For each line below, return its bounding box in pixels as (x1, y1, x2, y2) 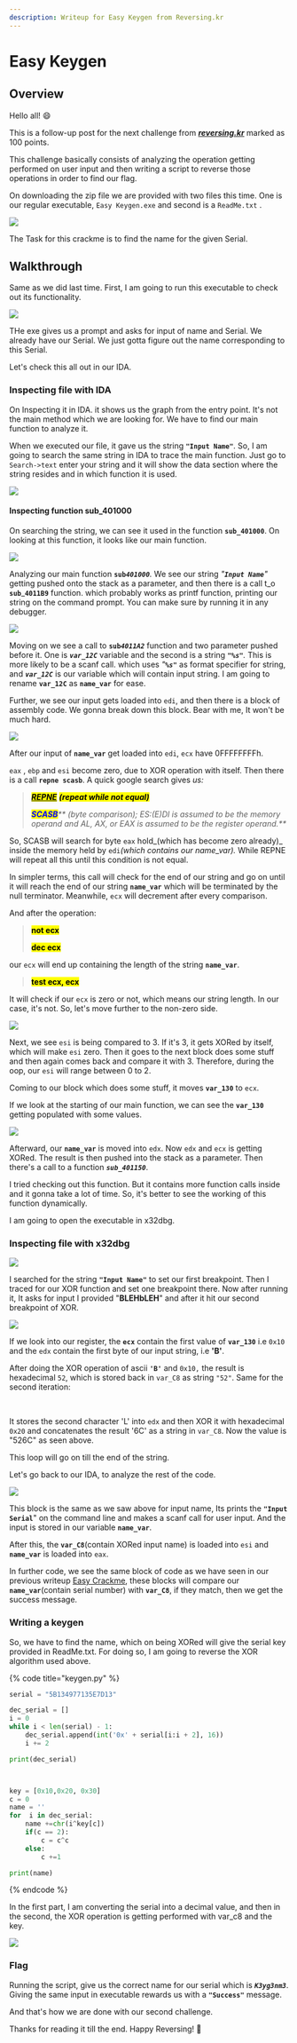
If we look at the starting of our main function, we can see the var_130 (9, 1099, 264, 1110)
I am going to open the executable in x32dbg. (9, 1215, 176, 1225)
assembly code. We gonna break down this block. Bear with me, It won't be (9, 704, 285, 715)
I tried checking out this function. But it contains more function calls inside (9, 1178, 281, 1190)
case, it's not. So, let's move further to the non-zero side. (9, 1002, 219, 1013)
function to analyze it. (9, 423, 89, 433)
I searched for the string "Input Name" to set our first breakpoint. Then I (9, 1274, 270, 1285)
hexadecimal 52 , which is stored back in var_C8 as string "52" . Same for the (9, 1373, 284, 1383)
